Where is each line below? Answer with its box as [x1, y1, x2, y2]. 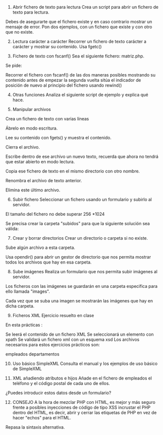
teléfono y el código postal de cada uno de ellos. [12, 380, 110, 386]
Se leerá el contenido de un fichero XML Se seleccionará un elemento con [5, 331, 154, 337]
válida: [5, 226, 19, 231]
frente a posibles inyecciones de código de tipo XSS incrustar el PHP [12, 404, 151, 410]
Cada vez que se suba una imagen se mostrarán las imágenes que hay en [5, 298, 153, 303]
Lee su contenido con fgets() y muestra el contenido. [5, 135, 112, 140]
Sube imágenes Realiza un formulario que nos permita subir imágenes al [12, 269, 158, 274]
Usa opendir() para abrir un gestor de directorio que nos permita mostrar [5, 254, 151, 260]
